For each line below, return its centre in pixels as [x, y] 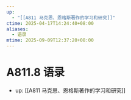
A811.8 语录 [36, 72]
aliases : [17, 29]
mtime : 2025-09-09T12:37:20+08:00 [50, 40]
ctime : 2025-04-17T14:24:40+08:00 [50, 23]
